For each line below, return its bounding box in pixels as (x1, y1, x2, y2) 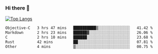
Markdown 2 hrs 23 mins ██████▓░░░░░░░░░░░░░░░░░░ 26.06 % (5, 30, 153, 35)
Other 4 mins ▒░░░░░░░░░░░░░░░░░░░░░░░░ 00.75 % (5, 44, 153, 49)
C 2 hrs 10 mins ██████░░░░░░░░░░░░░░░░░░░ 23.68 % (5, 35, 153, 40)
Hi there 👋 (5, 4, 30, 11)
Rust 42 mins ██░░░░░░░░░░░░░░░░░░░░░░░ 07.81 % (5, 39, 153, 44)
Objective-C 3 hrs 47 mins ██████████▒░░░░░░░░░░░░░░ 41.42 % (5, 25, 153, 30)
